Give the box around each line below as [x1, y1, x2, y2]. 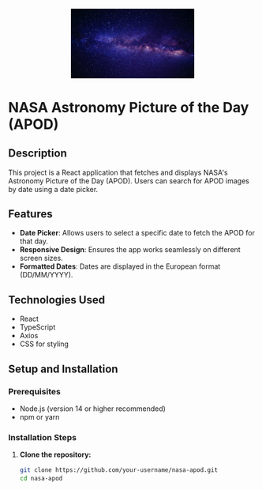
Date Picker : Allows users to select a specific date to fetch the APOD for [19, 228, 255, 238]
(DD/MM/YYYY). [19, 270, 73, 280]
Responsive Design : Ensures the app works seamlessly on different [19, 245, 241, 254]
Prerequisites [8, 386, 61, 397]
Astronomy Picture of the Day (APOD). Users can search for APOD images [8, 175, 250, 186]
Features [8, 207, 53, 221]
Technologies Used [8, 293, 105, 307]
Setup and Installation [8, 362, 118, 375]
